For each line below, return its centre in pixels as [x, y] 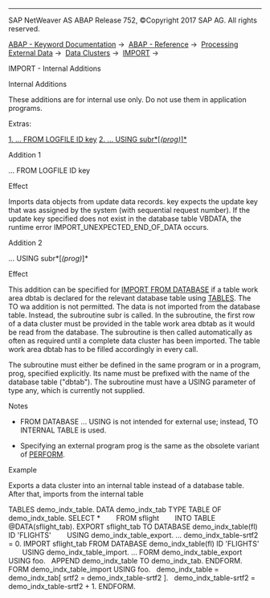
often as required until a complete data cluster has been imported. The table [134, 341]
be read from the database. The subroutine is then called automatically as [131, 332]
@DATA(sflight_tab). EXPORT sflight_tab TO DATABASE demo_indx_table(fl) [133, 526]
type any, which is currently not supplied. [77, 390]
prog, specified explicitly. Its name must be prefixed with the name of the [129, 373]
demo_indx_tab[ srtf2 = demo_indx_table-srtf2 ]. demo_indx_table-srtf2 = [132, 578]
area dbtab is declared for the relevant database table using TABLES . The [130, 298]
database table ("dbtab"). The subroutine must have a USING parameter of [132, 382]
